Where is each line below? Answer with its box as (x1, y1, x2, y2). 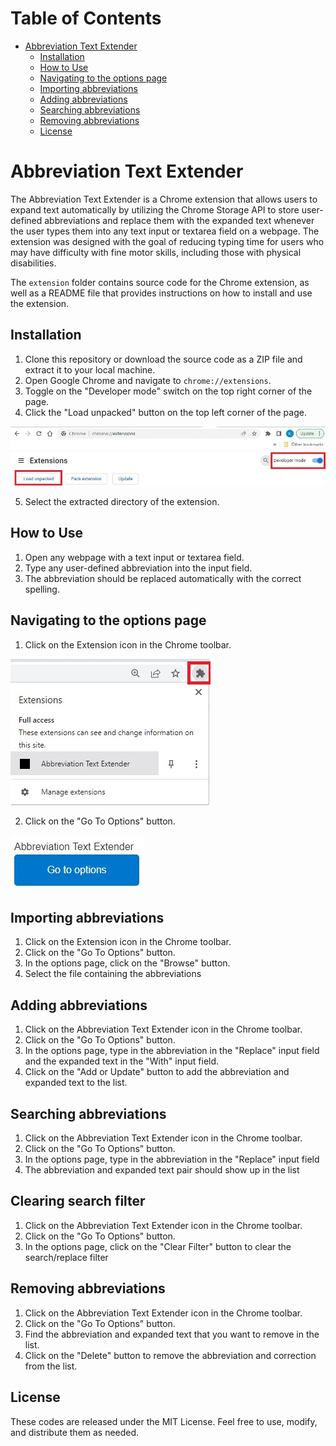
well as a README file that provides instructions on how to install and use (10, 287, 313, 299)
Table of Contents (10, 7, 162, 30)
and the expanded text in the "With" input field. (24, 1055, 220, 1067)
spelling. (24, 583, 60, 595)
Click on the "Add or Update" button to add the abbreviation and (24, 1066, 290, 1078)
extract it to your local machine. (24, 363, 156, 376)
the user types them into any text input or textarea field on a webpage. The (10, 225, 320, 237)
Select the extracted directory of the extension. (24, 496, 220, 507)
